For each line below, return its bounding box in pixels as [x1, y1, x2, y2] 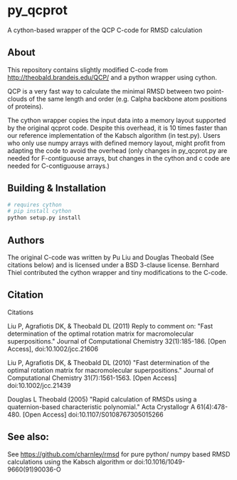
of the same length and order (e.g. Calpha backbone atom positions [28, 94, 228, 103]
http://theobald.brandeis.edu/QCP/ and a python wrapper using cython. [7, 73, 217, 81]
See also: [7, 431, 50, 443]
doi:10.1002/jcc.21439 [7, 381, 71, 389]
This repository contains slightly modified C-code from [7, 65, 169, 74]
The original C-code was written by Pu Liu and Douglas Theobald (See [7, 253, 215, 261]
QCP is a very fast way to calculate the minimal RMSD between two [7, 86, 205, 95]
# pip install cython [7, 208, 72, 215]
